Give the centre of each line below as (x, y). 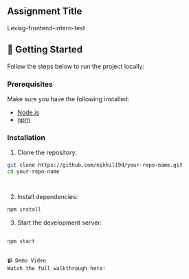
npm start (21, 241)
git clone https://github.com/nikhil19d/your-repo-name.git (95, 165)
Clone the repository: (47, 153)
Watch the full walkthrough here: (57, 268)
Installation (26, 137)
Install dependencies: (47, 196)
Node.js (28, 112)
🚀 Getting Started (45, 50)
